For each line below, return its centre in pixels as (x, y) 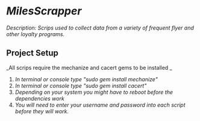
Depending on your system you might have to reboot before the (94, 92)
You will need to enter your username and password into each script (100, 105)
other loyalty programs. (36, 34)
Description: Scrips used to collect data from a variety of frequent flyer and (100, 28)
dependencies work (39, 98)
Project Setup (33, 53)
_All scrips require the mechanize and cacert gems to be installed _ (89, 67)
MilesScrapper (44, 11)
